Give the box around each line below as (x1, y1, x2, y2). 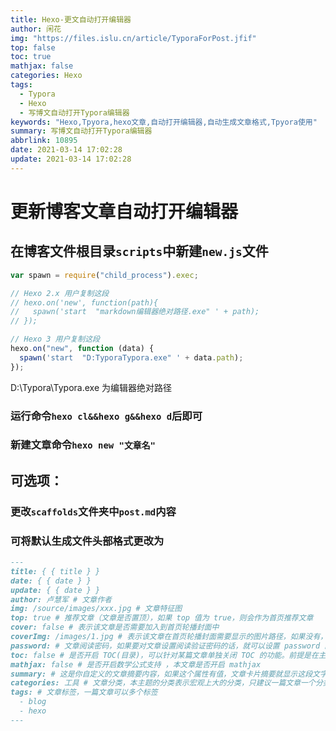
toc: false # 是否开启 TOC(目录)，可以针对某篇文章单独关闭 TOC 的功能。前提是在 (10, 650, 319, 660)
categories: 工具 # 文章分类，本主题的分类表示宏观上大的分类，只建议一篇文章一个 (10, 678, 316, 688)
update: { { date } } (10, 585, 101, 595)
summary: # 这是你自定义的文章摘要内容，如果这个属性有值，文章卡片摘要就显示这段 (10, 669, 313, 679)
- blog (19, 697, 47, 707)
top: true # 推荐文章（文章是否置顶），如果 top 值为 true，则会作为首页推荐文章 (10, 613, 314, 623)
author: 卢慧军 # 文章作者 (10, 594, 112, 605)
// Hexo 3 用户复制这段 (10, 334, 100, 345)
